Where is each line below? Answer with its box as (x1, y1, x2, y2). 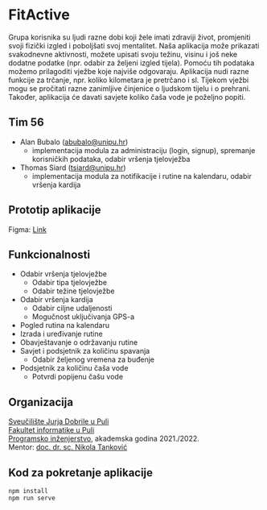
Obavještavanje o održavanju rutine (19, 338, 138, 347)
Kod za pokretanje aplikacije (8, 466, 154, 479)
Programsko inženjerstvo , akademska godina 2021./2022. (8, 433, 199, 444)
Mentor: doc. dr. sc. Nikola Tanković (8, 442, 128, 452)
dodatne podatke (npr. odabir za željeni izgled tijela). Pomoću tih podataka (8, 58, 255, 68)
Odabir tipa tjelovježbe (31, 278, 107, 288)
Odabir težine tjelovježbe (31, 286, 115, 296)
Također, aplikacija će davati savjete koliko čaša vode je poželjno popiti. (8, 92, 246, 102)
